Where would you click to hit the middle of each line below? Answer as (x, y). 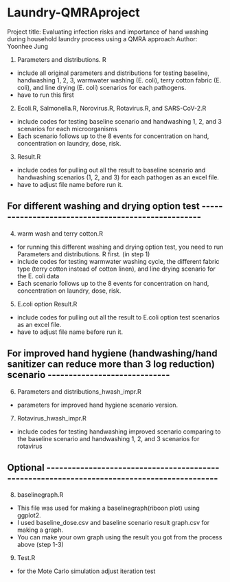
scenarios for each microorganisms (67, 128)
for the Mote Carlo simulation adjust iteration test (86, 571)
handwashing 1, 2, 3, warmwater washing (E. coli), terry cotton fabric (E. (119, 80)
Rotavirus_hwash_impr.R (52, 418)
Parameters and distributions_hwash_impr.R (79, 391)
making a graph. (40, 530)
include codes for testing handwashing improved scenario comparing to (119, 432)
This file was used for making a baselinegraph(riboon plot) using (108, 508)
